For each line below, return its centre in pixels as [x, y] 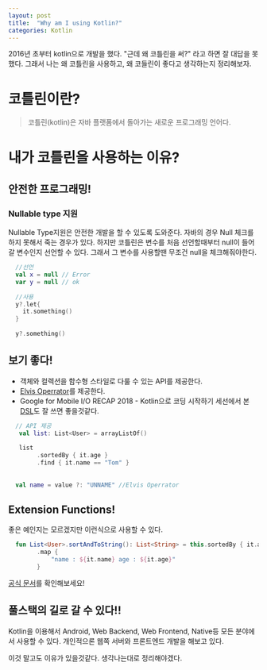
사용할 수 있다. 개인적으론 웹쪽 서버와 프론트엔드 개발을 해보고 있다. [120, 641]
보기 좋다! [31, 361]
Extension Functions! [62, 510]
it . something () [48, 312]
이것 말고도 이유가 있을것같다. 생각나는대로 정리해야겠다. [95, 658]
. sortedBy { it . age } [73, 456]
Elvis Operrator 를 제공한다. [62, 391]
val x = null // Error [53, 275]
